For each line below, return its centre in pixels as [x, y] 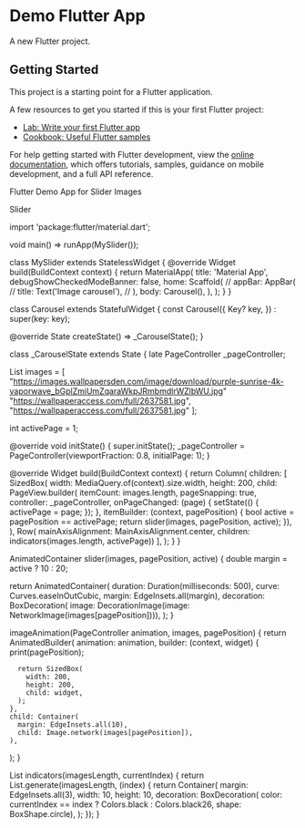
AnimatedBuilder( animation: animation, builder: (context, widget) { [134, 642]
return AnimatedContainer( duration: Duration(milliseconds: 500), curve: [145, 585]
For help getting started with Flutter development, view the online [132, 154]
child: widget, [55, 693]
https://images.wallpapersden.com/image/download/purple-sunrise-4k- [148, 381]
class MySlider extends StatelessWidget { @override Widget [123, 262]
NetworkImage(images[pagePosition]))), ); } [92, 615]
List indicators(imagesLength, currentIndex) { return [107, 775]
